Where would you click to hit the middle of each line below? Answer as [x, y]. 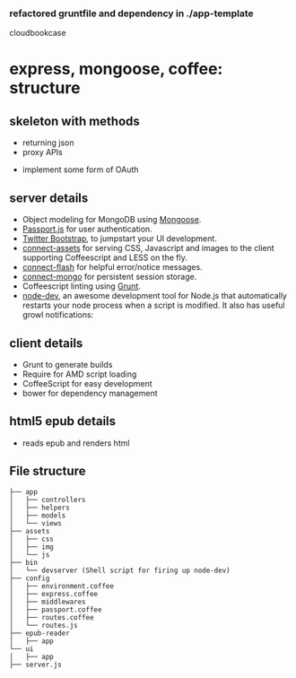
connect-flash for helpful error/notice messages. [113, 267]
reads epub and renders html [76, 443]
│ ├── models [38, 515]
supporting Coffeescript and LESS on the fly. [105, 257]
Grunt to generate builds [67, 364]
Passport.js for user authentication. [87, 229]
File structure [48, 471]
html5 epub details [63, 421]
